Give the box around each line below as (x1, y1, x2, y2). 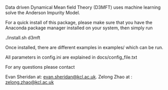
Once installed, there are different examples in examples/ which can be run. (5, 44, 163, 50)
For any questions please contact (5, 64, 75, 70)
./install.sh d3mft (5, 35, 41, 40)
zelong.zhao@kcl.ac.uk (5, 79, 54, 85)
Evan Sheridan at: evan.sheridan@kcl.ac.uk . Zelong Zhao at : (5, 74, 133, 80)
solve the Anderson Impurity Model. (5, 10, 80, 16)
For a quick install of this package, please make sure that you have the (5, 20, 153, 25)
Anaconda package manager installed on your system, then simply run (5, 25, 153, 31)
